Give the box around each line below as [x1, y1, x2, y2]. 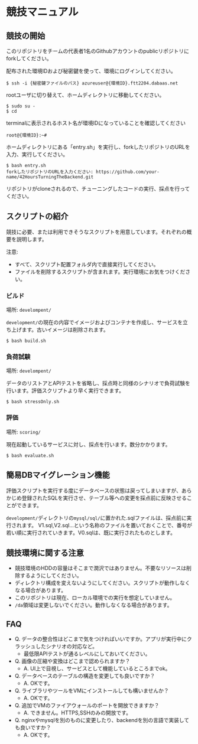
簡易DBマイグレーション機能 [6, 470, 111, 480]
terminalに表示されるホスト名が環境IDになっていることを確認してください [6, 119, 186, 126]
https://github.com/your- [95, 169, 160, 175]
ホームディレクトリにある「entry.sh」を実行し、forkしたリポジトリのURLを [6, 143, 190, 151]
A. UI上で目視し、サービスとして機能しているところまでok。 [23, 665, 171, 672]
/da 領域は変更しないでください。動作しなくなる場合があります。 [14, 602, 173, 609]
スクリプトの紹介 [6, 211, 69, 221]
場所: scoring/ [6, 428, 41, 435]
